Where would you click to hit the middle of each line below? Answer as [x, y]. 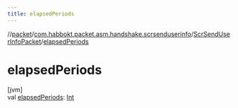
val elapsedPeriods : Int [41, 97]
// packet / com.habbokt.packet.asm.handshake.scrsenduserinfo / [101, 34]
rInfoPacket [24, 41]
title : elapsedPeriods [41, 14]
